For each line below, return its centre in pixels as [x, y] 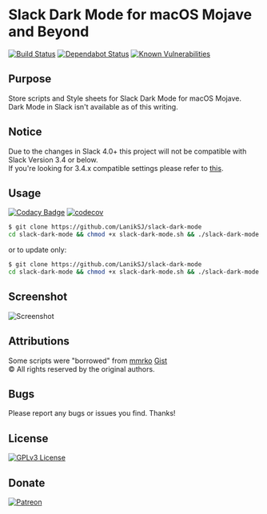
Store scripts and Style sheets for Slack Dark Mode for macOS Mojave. [125, 98]
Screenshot [38, 297]
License [28, 438]
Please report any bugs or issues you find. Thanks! [92, 413]
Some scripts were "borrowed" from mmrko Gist [88, 361]
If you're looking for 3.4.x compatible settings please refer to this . [116, 168]
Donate [27, 482]
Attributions [39, 341]
